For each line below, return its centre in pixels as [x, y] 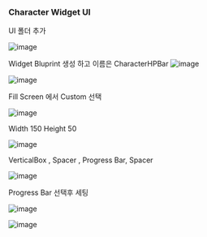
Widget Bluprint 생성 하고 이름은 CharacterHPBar [88, 64]
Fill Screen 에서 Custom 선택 [55, 97]
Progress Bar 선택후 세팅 [49, 192]
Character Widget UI [50, 12]
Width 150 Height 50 [43, 129]
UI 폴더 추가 [27, 31]
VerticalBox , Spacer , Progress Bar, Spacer [81, 160]
